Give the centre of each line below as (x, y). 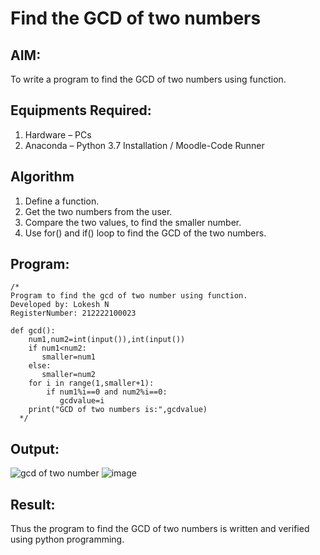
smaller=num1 (69, 357)
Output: (35, 448)
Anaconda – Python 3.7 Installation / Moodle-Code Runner (144, 145)
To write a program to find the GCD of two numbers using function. (148, 79)
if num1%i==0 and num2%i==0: (107, 392)
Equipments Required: (81, 110)
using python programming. (67, 539)
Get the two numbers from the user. (98, 211)
